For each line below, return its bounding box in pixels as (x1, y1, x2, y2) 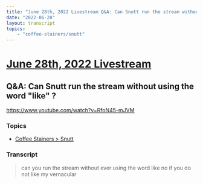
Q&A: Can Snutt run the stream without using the (6, 81, 195, 91)
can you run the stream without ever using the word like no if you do (21, 164, 192, 171)
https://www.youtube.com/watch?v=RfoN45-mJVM (6, 107, 135, 114)
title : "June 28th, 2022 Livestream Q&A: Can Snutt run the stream (6, 8, 180, 15)
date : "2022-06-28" (6, 14, 56, 21)
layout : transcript (6, 20, 56, 26)
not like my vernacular (21, 170, 77, 178)
